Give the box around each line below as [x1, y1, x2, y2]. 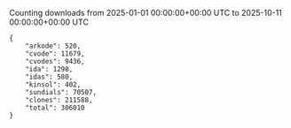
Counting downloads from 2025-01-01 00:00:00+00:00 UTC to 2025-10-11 [9, 8, 282, 18]
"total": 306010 [25, 103, 86, 112]
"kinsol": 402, [25, 80, 82, 89]
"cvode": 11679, [25, 49, 86, 58]
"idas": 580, [25, 72, 74, 81]
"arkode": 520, [25, 41, 82, 50]
